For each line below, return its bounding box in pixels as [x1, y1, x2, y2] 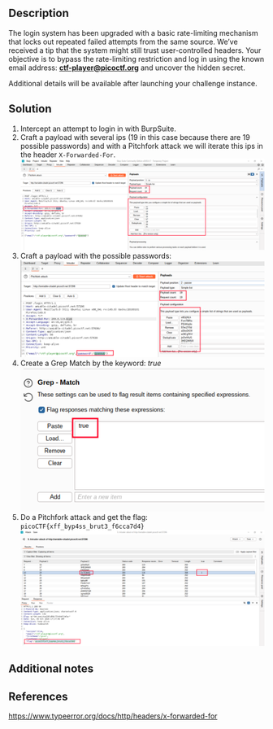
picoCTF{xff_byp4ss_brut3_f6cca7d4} [19, 522, 145, 530]
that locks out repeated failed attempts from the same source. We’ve [8, 37, 238, 46]
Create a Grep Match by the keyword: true [19, 358, 162, 369]
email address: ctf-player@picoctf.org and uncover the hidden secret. [8, 63, 245, 72]
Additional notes [8, 662, 94, 676]
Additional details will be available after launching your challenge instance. [8, 78, 258, 88]
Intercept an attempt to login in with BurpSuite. [19, 124, 176, 133]
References [8, 689, 68, 703]
